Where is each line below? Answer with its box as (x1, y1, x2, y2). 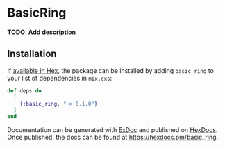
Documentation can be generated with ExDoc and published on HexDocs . (7, 126, 218, 134)
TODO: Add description (7, 28, 76, 36)
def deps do (7, 87, 42, 94)
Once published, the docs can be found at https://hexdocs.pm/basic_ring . (7, 133, 219, 142)
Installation (7, 48, 57, 60)
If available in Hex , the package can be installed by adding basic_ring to (7, 66, 214, 74)
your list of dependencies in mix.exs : (7, 74, 112, 82)
